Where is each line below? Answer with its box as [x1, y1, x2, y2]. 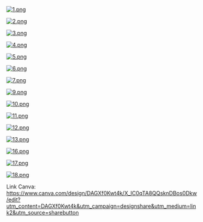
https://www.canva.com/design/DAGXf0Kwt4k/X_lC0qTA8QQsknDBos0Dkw [6, 190, 198, 196]
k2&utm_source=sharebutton [6, 209, 79, 216]
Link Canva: [6, 183, 36, 190]
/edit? [6, 196, 21, 203]
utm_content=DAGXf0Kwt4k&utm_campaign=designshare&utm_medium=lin [6, 202, 196, 210]
